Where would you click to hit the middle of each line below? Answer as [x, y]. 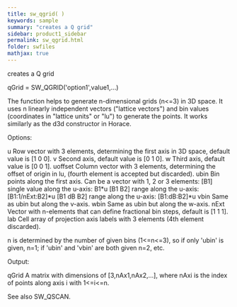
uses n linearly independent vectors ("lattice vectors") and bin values [108, 108]
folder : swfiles [31, 47]
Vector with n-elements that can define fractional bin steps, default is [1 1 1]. [118, 211]
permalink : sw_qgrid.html [45, 40]
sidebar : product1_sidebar [47, 34]
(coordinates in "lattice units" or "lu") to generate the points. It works [108, 116]
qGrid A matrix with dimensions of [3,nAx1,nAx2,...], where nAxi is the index [117, 275]
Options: [20, 137]
